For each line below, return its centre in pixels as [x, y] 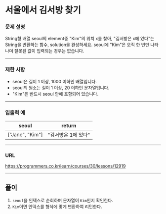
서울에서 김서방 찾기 [43, 10]
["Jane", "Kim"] [25, 135]
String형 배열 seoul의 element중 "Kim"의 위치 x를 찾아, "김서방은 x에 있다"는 [80, 39]
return [69, 126]
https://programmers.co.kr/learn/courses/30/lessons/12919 [65, 166]
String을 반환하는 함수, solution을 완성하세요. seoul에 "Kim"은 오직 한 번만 [77, 45]
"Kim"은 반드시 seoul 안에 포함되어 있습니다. [55, 94]
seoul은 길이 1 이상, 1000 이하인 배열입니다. [55, 81]
